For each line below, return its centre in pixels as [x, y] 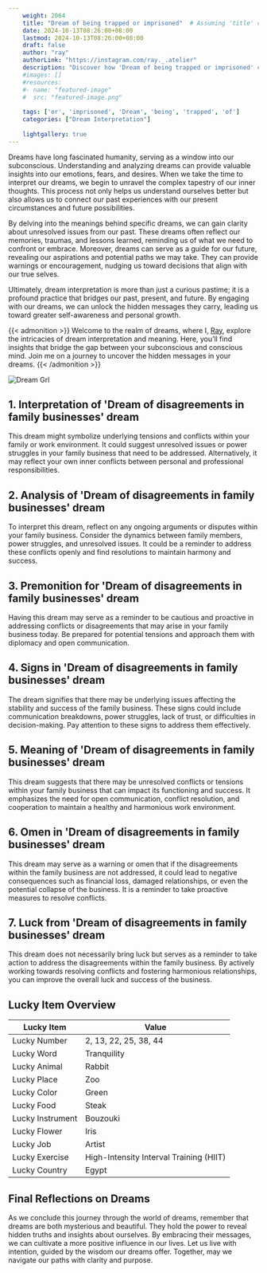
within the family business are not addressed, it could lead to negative [123, 872]
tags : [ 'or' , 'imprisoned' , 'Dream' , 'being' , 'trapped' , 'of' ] [131, 112]
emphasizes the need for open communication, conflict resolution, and [124, 799]
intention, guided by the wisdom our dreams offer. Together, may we [120, 1251]
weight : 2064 [44, 16]
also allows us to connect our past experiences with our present [113, 199]
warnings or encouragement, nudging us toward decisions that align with [128, 265]
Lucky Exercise [41, 1157]
